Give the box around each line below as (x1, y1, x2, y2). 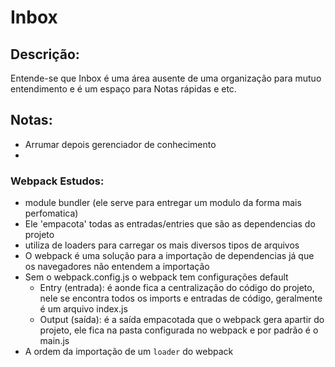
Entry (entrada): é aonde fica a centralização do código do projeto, (39, 282, 315, 294)
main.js (39, 335, 70, 347)
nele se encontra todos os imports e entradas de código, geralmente (39, 292, 323, 305)
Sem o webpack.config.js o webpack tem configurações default (24, 271, 289, 283)
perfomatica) (24, 207, 79, 220)
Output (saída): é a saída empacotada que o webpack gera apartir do (39, 314, 325, 326)
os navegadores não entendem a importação (24, 261, 210, 273)
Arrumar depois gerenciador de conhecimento (24, 138, 217, 150)
